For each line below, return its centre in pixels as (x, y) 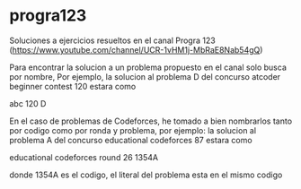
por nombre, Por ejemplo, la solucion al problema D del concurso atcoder (145, 76)
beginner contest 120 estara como (73, 86)
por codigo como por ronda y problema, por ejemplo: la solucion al (133, 130)
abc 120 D (28, 103)
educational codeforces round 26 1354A (84, 157)
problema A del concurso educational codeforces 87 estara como (131, 140)
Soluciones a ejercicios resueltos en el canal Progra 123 (112, 40)
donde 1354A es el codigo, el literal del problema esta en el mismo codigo (146, 175)
